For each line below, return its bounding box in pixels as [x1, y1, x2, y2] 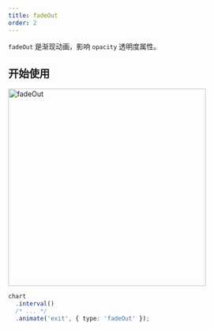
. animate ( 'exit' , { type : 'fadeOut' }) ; [15, 314, 150, 322]
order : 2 [8, 19, 37, 27]
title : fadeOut [8, 11, 58, 20]
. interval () [15, 300, 55, 308]
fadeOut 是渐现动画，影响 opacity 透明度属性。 [8, 41, 161, 51]
